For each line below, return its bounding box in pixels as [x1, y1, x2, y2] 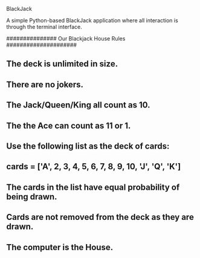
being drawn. [6, 192, 57, 202]
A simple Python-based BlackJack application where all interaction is [6, 17, 178, 24]
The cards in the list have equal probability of [6, 182, 180, 192]
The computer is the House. [6, 242, 114, 253]
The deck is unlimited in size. [6, 59, 118, 69]
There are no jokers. [6, 79, 83, 89]
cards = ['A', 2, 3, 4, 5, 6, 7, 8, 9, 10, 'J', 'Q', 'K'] [6, 161, 181, 172]
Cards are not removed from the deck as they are [6, 212, 195, 222]
